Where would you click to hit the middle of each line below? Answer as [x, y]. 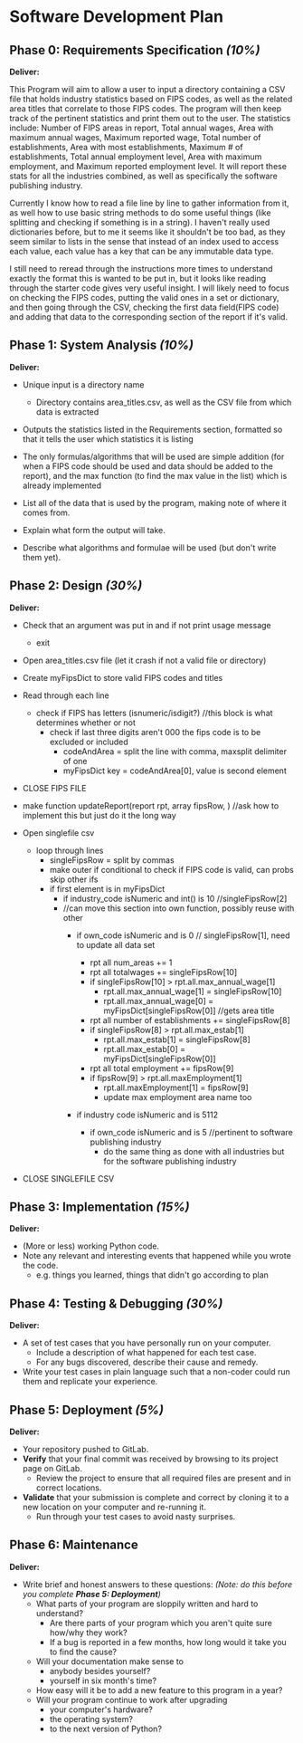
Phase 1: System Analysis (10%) [102, 345]
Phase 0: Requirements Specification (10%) [135, 50]
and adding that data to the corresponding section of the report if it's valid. [148, 317]
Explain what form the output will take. [94, 530]
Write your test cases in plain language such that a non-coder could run [156, 1372]
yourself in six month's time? [103, 1681]
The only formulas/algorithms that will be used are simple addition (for [153, 456]
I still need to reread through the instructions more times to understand [141, 268]
